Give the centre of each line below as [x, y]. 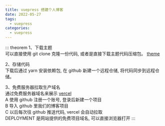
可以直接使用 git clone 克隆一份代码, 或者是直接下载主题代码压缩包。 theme [82, 54]
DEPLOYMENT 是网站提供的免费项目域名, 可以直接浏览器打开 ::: [70, 118]
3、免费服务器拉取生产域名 [33, 87]
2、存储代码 [17, 64]
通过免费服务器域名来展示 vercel [38, 93]
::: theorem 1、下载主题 [29, 47]
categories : [17, 28]
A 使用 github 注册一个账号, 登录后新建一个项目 [54, 99]
